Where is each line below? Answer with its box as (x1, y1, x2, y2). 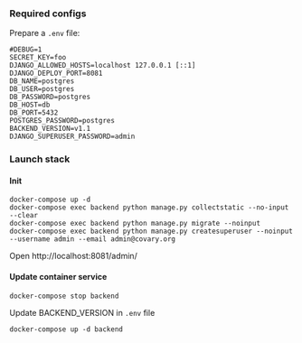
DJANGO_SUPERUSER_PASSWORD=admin (9, 132, 136, 142)
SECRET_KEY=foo (9, 53, 67, 62)
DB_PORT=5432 (9, 108, 59, 117)
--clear (9, 211, 39, 220)
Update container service (9, 272, 108, 283)
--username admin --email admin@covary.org (9, 235, 176, 244)
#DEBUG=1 (9, 45, 42, 54)
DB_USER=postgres (9, 85, 75, 94)
